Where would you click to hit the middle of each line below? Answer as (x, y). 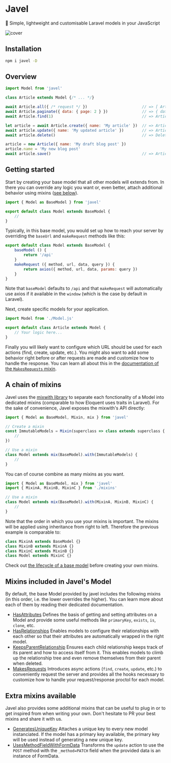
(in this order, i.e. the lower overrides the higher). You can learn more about (84, 599)
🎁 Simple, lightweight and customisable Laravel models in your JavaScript (83, 23)
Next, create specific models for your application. (57, 309)
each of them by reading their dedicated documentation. (64, 605)
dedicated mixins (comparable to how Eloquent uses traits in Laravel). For (82, 402)
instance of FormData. (36, 756)
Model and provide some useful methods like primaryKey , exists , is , (84, 620)
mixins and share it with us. (34, 719)
